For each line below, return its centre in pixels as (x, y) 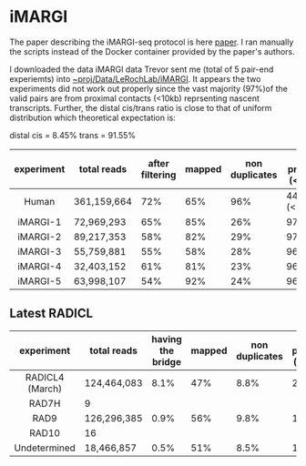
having (167, 339)
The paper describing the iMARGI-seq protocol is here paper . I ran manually (152, 42)
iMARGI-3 (40, 251)
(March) (44, 389)
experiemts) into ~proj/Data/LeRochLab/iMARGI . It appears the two (135, 78)
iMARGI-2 (40, 237)
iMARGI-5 (40, 281)
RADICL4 (45, 377)
